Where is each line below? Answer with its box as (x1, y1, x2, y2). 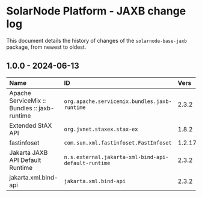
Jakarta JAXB (9, 148, 48, 157)
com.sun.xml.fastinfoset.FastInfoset (64, 139, 173, 146)
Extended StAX (9, 121, 52, 130)
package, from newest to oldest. (6, 43, 87, 51)
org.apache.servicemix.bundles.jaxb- (64, 98, 173, 105)
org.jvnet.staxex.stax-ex (64, 125, 138, 133)
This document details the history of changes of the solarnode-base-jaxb (6, 37, 188, 44)
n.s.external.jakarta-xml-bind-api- (64, 154, 169, 160)
